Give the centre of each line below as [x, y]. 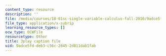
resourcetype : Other [26, 37]
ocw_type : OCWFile [24, 32]
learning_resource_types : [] [35, 28]
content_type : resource [30, 9]
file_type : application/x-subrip [40, 23]
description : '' [22, 14]
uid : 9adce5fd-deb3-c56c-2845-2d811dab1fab [51, 46]
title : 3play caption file [33, 41]
